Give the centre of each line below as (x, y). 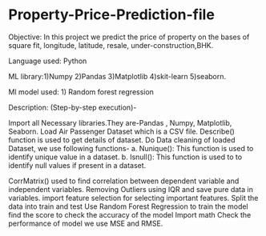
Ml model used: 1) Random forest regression (81, 92)
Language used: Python (48, 61)
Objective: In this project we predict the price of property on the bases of (129, 37)
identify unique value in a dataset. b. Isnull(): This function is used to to (125, 157)
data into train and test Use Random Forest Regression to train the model (128, 206)
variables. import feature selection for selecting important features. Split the (133, 198)
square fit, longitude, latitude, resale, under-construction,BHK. (111, 45)
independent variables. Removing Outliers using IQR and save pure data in (131, 189)
